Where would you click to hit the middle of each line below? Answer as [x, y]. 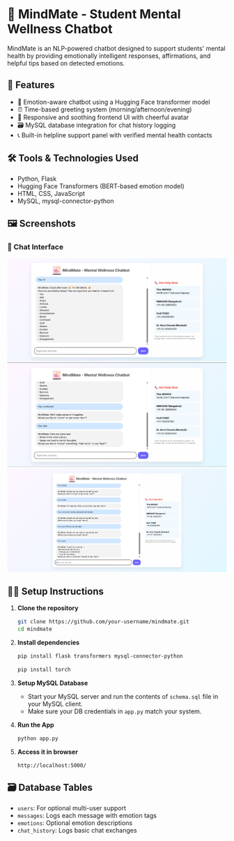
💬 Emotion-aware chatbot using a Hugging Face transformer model [114, 102]
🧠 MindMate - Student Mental [94, 14]
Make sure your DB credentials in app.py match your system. [115, 711]
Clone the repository [48, 608]
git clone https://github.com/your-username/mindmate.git [103, 622]
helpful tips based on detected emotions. [66, 63]
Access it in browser [48, 752]
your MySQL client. [55, 704]
